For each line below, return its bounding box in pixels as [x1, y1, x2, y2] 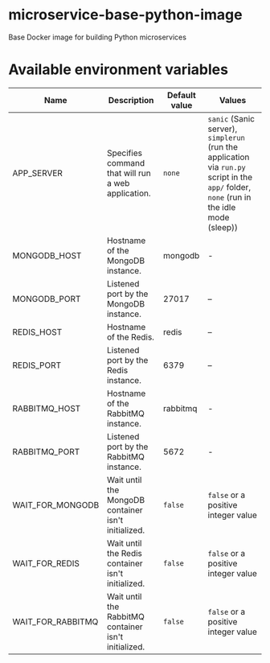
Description [108, 94, 154, 105]
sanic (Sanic [207, 113, 256, 124]
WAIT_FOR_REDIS [12, 558, 80, 569]
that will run [107, 167, 151, 179]
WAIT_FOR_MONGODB [12, 499, 100, 510]
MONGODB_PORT [12, 293, 81, 304]
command [107, 157, 145, 168]
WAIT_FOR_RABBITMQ [12, 616, 99, 627]
